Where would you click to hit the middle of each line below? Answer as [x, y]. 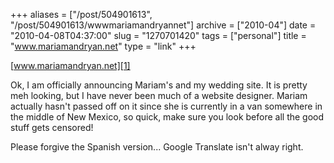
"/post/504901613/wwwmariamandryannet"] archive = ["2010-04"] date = [163, 25]
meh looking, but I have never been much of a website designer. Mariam [159, 95]
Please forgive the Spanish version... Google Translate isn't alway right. [157, 147]
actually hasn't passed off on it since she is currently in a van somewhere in [166, 106]
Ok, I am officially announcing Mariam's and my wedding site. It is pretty [159, 85]
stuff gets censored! [52, 127]
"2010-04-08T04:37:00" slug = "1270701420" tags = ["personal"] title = [158, 35]
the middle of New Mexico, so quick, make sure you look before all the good [167, 117]
